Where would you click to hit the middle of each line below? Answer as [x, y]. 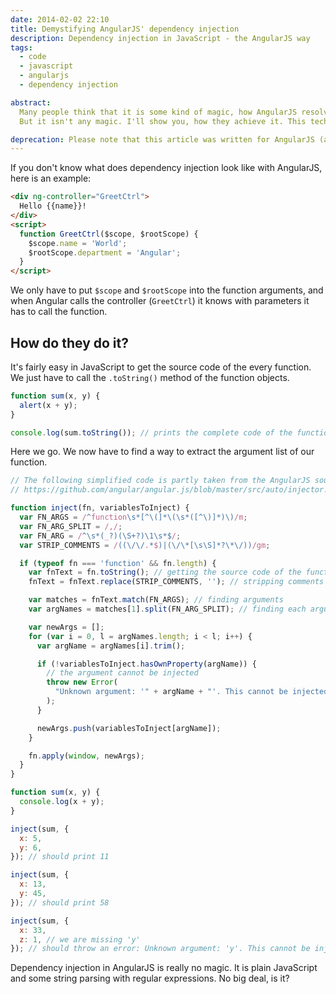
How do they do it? [69, 342]
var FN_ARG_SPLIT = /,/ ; [71, 526]
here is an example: [51, 178]
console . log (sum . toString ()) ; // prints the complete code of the [151, 432]
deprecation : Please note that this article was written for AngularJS [162, 139]
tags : [21, 47]
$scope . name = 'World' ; [78, 243]
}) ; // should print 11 [60, 857]
